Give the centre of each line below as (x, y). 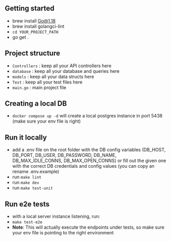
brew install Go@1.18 (34, 21)
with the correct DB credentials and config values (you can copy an (83, 166)
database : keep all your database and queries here (66, 71)
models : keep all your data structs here (53, 76)
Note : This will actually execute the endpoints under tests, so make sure (88, 227)
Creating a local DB (36, 104)
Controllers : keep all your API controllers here (62, 66)
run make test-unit (33, 188)
